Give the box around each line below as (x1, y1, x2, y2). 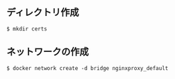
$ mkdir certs (6, 25, 48, 33)
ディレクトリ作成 (6, 6, 79, 19)
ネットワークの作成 (6, 46, 89, 58)
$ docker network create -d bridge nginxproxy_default (6, 64, 169, 71)
